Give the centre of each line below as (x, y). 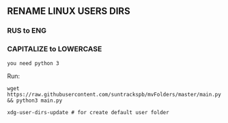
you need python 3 (33, 63)
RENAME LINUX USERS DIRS (69, 11)
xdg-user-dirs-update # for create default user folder (88, 112)
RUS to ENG (27, 31)
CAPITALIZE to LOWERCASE (55, 49)
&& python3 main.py (35, 100)
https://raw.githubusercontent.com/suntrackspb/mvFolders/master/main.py (114, 94)
